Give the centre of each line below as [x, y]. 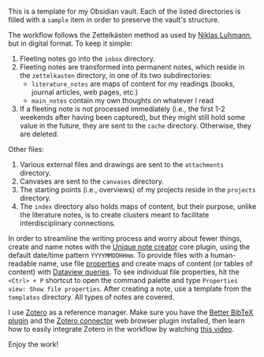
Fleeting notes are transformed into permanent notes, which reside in [132, 67]
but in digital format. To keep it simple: [70, 43]
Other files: [26, 149]
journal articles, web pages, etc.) [85, 92]
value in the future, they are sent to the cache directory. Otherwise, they [136, 126]
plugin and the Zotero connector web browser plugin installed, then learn [127, 321]
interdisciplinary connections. [67, 223]
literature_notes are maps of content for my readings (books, [133, 84]
